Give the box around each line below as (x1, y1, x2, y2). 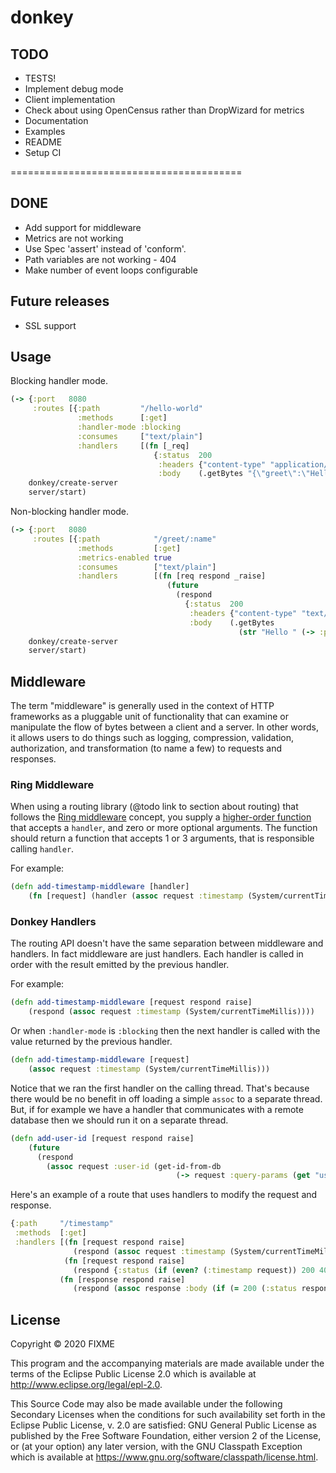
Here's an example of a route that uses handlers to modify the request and (10, 1189, 318, 1201)
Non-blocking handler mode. (10, 506, 130, 518)
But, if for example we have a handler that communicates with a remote (10, 1103, 304, 1115)
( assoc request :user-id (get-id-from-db (46, 1161, 222, 1171)
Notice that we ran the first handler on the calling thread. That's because (10, 1082, 310, 1094)
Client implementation (24, 94, 116, 105)
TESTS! (24, 72, 57, 84)
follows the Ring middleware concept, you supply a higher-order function (10, 811, 312, 823)
